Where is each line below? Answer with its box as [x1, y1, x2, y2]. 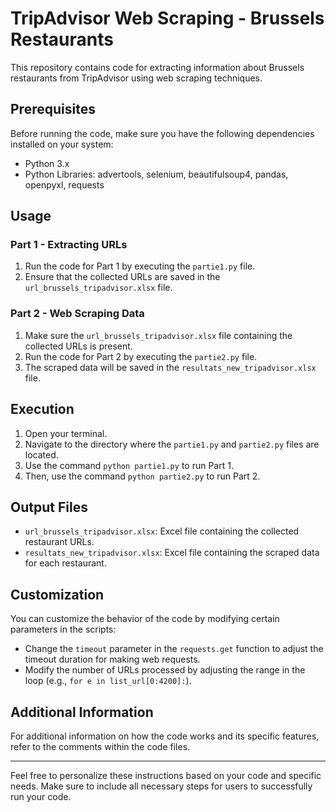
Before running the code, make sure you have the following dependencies [10, 127, 315, 139]
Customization [10, 586, 105, 603]
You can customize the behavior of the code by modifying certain [10, 613, 280, 625]
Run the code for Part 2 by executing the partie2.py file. [24, 350, 258, 362]
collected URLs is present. [24, 340, 133, 352]
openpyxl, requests [24, 178, 105, 191]
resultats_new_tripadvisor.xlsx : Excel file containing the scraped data [24, 547, 320, 559]
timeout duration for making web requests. [24, 653, 201, 666]
